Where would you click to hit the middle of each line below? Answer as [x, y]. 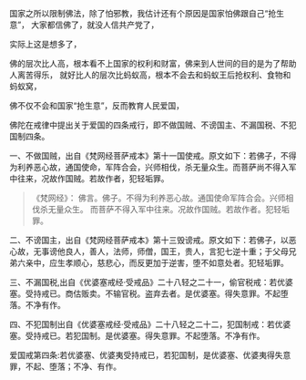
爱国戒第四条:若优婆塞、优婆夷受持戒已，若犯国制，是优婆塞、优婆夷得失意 [150, 355]
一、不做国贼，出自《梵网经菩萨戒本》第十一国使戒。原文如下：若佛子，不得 [153, 156]
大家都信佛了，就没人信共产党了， [95, 25]
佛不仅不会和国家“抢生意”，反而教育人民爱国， [97, 106]
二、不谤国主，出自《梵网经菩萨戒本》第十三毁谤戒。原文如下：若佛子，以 [149, 240]
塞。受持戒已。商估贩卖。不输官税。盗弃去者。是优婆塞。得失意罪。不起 [145, 293]
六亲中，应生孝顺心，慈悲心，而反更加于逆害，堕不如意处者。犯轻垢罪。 [153, 263]
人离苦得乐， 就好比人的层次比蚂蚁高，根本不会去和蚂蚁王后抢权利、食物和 [150, 75]
